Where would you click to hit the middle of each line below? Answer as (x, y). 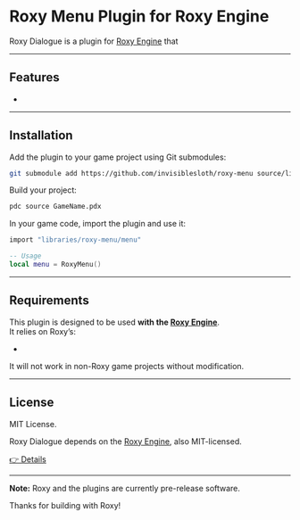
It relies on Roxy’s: (42, 331)
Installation (41, 136)
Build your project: (43, 190)
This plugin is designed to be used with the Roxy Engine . (115, 322)
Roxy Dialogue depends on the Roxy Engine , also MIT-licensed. (126, 441)
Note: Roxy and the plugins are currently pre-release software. (125, 488)
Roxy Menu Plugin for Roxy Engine (139, 17)
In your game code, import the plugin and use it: (97, 224)
